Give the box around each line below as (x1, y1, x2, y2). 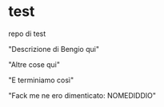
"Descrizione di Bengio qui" (8, 44, 100, 53)
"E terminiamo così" (8, 75, 74, 85)
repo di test (8, 29, 46, 38)
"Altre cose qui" (8, 59, 61, 69)
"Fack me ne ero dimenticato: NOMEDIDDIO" (8, 90, 156, 100)
